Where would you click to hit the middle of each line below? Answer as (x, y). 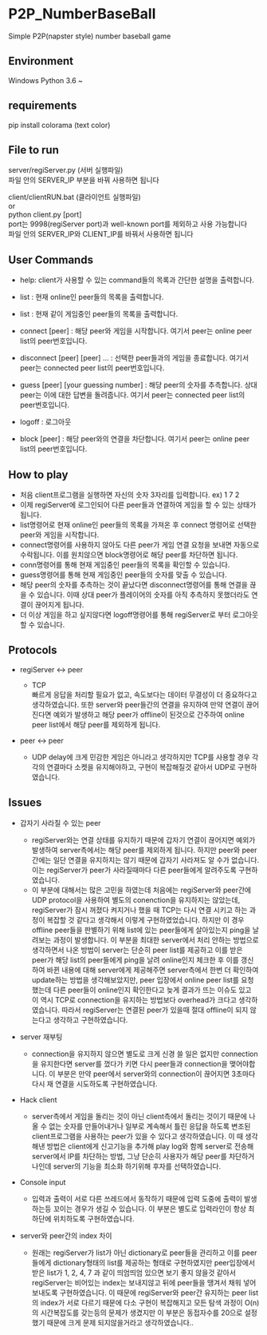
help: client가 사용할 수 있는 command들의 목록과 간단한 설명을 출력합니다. (137, 280)
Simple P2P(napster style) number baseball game (90, 36)
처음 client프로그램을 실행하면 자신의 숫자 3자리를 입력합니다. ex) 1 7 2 (130, 495)
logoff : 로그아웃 (45, 422)
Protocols (33, 650)
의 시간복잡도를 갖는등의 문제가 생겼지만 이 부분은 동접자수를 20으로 (137, 1313)
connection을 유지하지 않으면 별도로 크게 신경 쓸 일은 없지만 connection (145, 1054)
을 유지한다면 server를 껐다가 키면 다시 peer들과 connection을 (130, 1063)
